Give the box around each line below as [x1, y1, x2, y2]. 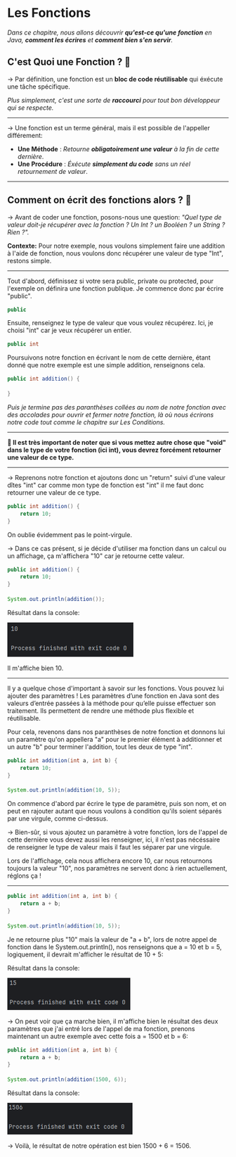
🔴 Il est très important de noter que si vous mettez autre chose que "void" [7, 438, 226, 446]
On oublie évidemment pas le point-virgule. [7, 530, 132, 539]
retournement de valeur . [17, 167, 88, 175]
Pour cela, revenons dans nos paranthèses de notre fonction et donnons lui [7, 727, 225, 736]
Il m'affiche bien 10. [7, 664, 64, 672]
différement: [7, 131, 44, 139]
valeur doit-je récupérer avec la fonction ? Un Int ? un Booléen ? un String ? [7, 220, 225, 229]
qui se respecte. [7, 103, 54, 112]
